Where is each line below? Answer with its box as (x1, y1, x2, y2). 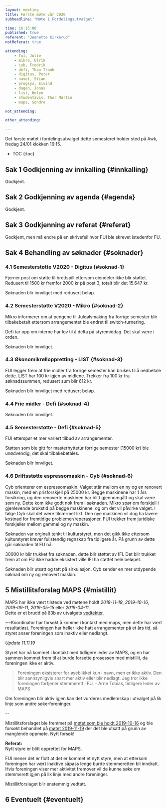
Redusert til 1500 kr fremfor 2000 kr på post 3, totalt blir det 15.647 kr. (5, 280, 149, 286)
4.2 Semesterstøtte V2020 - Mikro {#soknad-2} (5, 302, 124, 309)
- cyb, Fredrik (14, 62, 46, 67)
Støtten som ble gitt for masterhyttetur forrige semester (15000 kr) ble (5, 445, 149, 451)
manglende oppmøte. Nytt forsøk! (5, 731, 75, 737)
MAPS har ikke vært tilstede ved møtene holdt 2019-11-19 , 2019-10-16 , (5, 599, 150, 605)
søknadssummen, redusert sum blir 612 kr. (5, 378, 93, 384)
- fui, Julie (14, 53, 41, 58)
